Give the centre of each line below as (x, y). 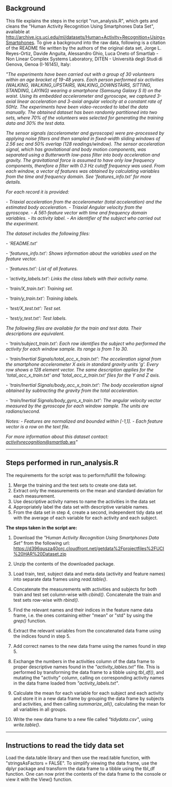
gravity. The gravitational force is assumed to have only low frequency (80, 160)
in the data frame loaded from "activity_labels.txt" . (66, 683)
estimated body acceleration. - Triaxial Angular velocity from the (74, 207)
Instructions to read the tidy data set (65, 746)
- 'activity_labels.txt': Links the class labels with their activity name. (77, 278)
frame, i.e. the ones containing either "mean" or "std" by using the (83, 615)
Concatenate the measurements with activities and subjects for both (85, 589)
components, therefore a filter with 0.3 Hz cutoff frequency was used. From (85, 165)
